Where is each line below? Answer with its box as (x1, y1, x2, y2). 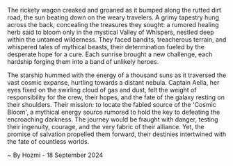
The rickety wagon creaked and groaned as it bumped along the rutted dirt (7, 6, 221, 14)
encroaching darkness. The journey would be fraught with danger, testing (7, 115, 218, 124)
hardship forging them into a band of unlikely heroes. (7, 58, 159, 65)
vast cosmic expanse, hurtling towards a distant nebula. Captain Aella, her (7, 78, 220, 86)
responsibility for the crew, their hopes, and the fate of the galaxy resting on (7, 93, 225, 101)
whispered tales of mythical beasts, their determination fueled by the (7, 43, 205, 51)
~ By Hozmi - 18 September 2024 (7, 151, 104, 159)
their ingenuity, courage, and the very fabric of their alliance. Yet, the (7, 123, 204, 131)
